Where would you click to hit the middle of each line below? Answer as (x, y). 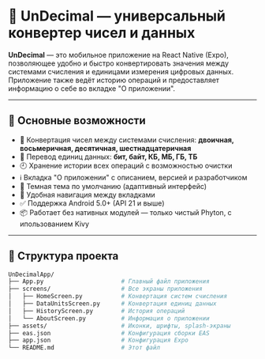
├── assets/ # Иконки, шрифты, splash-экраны (119, 326)
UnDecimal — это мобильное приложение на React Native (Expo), (118, 55)
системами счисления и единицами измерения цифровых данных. (121, 71)
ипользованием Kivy (54, 224)
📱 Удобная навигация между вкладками (87, 195)
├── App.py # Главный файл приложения (109, 282)
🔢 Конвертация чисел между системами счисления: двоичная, (127, 140)
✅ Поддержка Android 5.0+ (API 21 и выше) (92, 203)
